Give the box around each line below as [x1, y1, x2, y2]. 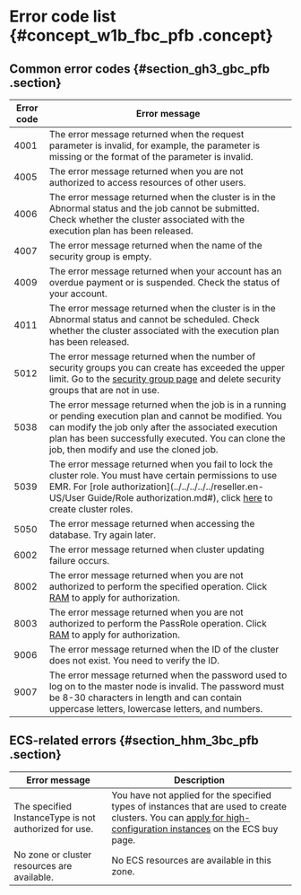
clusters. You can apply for [111, 811, 224, 823]
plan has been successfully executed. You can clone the [48, 433, 286, 444]
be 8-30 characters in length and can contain [48, 691, 242, 704]
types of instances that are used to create [111, 800, 288, 812]
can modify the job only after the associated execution [48, 421, 278, 433]
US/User [48, 492, 85, 504]
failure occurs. [48, 555, 110, 566]
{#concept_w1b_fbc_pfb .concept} [9, 25, 273, 46]
